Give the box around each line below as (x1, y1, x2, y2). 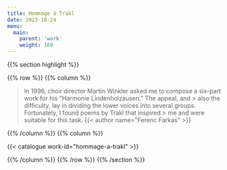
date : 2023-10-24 (7, 16, 57, 23)
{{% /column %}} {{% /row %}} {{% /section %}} (7, 156, 146, 164)
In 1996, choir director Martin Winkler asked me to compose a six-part (23, 87, 222, 95)
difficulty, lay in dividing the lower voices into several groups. (23, 102, 196, 109)
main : (13, 29, 29, 36)
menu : (7, 23, 23, 29)
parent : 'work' (19, 36, 63, 42)
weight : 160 (19, 42, 53, 48)
